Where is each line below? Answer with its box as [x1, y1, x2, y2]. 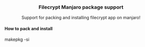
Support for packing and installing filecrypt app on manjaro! [21, 15, 141, 21]
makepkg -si [4, 36, 30, 42]
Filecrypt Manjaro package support [38, 4, 124, 11]
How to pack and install [4, 25, 53, 31]
